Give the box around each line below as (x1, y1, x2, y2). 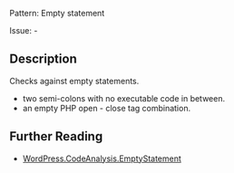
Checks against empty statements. (9, 75, 140, 86)
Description (9, 52, 77, 67)
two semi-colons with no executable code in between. (22, 92, 225, 103)
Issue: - (9, 25, 38, 35)
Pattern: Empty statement (9, 8, 105, 18)
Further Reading (9, 129, 103, 144)
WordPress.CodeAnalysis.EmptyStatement (22, 153, 181, 164)
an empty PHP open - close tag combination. (22, 102, 191, 113)
